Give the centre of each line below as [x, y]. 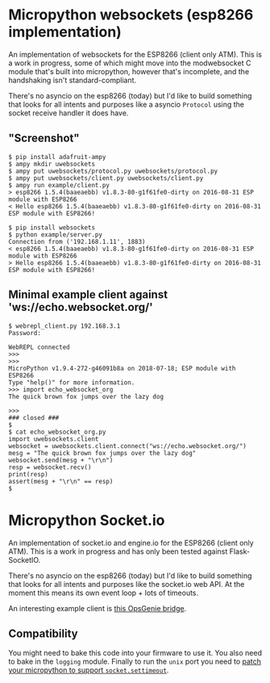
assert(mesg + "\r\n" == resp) [61, 481]
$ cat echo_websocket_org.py [57, 432]
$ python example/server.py [56, 235]
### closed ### [34, 417]
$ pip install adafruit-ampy [57, 157]
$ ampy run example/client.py [59, 185]
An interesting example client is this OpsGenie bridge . [98, 608]
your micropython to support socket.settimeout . [89, 670]
